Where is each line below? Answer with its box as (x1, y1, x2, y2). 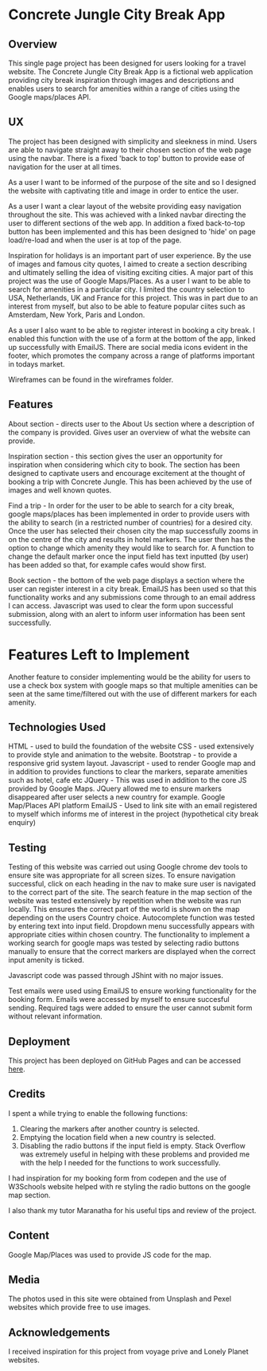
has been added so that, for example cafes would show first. (8, 560, 207, 569)
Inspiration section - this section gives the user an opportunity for (8, 451, 223, 461)
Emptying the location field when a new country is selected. (19, 1132, 216, 1141)
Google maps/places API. (8, 92, 91, 101)
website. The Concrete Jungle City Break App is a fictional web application (8, 67, 253, 77)
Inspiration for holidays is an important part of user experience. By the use (8, 250, 252, 260)
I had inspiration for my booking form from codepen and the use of (8, 1173, 227, 1183)
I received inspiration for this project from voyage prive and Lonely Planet (8, 1347, 249, 1357)
